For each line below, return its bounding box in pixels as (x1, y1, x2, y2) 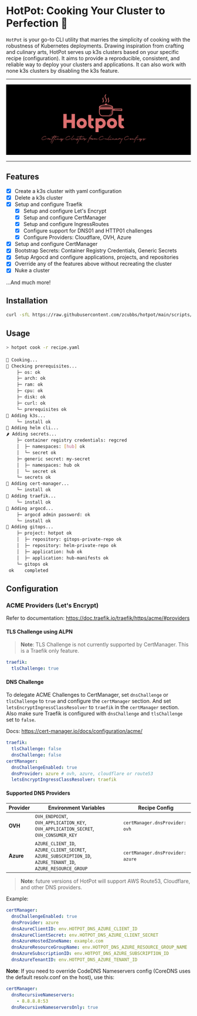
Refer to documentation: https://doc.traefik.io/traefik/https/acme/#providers (6, 615, 190, 622)
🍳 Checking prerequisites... (6, 363, 77, 369)
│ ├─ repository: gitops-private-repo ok (16, 536, 122, 542)
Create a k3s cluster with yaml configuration (14, 187, 122, 194)
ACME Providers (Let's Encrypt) (6, 601, 98, 609)
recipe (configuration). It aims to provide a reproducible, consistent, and (6, 55, 180, 62)
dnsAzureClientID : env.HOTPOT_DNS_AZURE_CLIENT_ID (11, 926, 138, 931)
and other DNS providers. (20, 884, 83, 891)
